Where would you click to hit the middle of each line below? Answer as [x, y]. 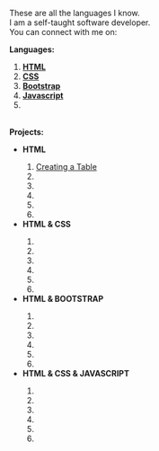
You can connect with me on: [63, 32]
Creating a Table [66, 167]
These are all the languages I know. [75, 13]
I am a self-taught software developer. [80, 22]
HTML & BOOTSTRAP [63, 299]
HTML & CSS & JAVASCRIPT [76, 373]
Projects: [26, 132]
